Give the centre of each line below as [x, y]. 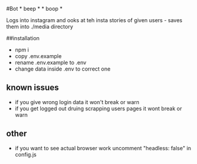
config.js [26, 154]
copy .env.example [38, 56]
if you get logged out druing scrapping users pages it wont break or [99, 108]
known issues [33, 88]
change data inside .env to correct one [63, 69]
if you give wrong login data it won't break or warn [77, 102]
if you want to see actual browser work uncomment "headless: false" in [103, 148]
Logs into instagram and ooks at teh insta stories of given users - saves [94, 20]
